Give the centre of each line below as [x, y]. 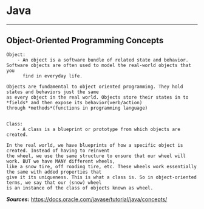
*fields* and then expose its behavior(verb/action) [74, 102]
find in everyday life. [53, 76]
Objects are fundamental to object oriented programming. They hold [95, 87]
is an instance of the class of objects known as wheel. [80, 188]
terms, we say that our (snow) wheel [54, 182]
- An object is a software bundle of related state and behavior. [103, 60]
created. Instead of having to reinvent [58, 151]
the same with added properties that [54, 172]
